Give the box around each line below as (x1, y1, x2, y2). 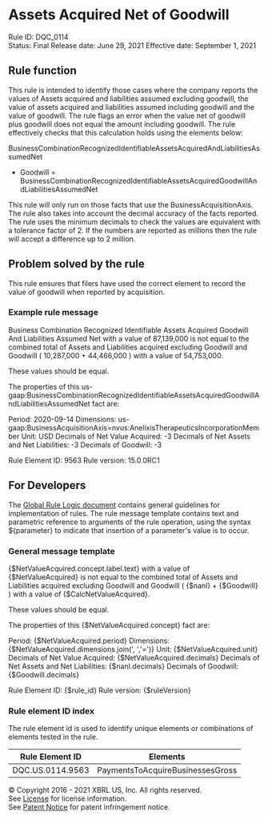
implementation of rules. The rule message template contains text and (8, 508, 239, 518)
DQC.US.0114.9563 (12, 765, 90, 776)
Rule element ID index (8, 705, 94, 717)
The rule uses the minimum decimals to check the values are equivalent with (8, 216, 261, 226)
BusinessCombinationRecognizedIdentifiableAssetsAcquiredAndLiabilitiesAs (8, 143, 260, 153)
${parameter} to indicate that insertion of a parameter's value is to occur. (8, 525, 250, 535)
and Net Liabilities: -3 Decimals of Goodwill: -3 (8, 439, 162, 450)
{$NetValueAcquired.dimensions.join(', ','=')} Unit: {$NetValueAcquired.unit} (8, 644, 258, 654)
